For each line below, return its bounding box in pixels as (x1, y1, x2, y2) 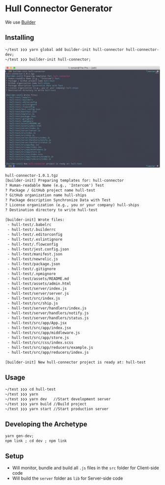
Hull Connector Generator (5, 3, 112, 14)
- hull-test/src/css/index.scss (7, 340, 74, 345)
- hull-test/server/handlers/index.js (7, 306, 87, 311)
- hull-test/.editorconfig (7, 232, 63, 237)
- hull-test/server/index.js (7, 286, 67, 291)
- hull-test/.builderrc (7, 227, 56, 232)
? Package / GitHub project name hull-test (5, 188, 96, 193)
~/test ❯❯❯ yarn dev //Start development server (5, 397, 111, 402)
